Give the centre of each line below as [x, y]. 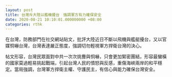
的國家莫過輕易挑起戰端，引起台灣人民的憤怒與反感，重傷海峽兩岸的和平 [81, 63]
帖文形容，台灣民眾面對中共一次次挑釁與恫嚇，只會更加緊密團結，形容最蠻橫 [86, 57]
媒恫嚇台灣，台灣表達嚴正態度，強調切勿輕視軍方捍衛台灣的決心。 [75, 46]
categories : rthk [24, 24]
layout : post [19, 10]
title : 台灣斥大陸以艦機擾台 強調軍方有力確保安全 [53, 15]
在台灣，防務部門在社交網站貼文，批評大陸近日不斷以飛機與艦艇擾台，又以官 [86, 39]
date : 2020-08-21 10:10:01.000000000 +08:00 [53, 19]
